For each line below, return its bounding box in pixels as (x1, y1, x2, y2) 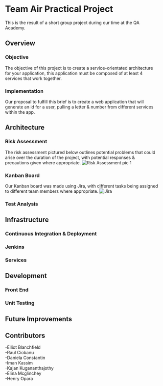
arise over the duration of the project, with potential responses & (5, 154, 135, 160)
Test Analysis (5, 200, 38, 207)
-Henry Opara (5, 376, 33, 382)
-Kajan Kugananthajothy (5, 365, 54, 371)
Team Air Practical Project (5, 3, 114, 15)
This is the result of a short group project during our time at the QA (5, 20, 140, 26)
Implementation (5, 87, 44, 94)
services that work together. (5, 75, 62, 81)
